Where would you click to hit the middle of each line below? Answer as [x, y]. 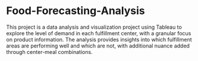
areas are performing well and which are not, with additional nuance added [98, 46]
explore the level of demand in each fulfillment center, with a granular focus [99, 33]
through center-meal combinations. [50, 52]
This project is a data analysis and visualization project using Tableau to [94, 27]
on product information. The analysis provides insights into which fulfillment [99, 39]
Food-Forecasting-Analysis [76, 11]
